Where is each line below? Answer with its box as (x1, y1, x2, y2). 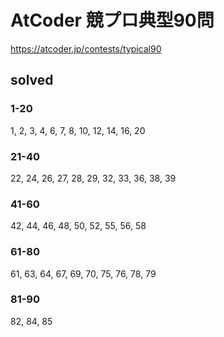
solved (10, 72, 54, 89)
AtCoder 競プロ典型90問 (10, 9, 215, 32)
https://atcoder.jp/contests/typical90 (10, 42, 162, 55)
